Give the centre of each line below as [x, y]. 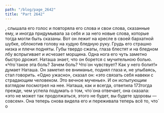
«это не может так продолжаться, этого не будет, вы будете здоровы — [81, 95]
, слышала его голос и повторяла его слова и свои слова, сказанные [77, 28]
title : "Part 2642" [25, 14]
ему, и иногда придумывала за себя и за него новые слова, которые [77, 33]
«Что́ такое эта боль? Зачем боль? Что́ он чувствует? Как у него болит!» [81, 65]
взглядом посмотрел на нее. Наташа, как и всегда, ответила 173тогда [79, 85]
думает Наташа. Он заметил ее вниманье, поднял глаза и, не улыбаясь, [81, 69]
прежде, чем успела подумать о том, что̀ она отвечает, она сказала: [77, 90]
